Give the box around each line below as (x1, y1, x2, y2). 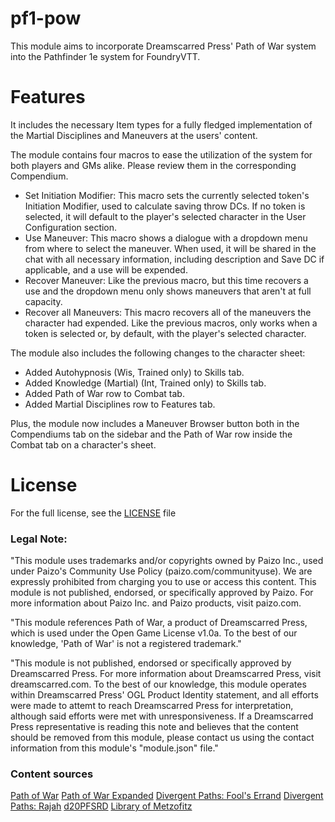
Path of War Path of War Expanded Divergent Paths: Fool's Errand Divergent (10, 790, 324, 802)
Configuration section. (24, 221, 118, 233)
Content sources (10, 767, 94, 781)
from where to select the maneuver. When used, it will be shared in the (24, 242, 317, 254)
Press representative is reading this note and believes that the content (10, 721, 299, 733)
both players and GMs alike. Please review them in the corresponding (10, 159, 297, 171)
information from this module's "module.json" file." (10, 742, 219, 754)
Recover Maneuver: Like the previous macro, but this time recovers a (24, 274, 309, 286)
